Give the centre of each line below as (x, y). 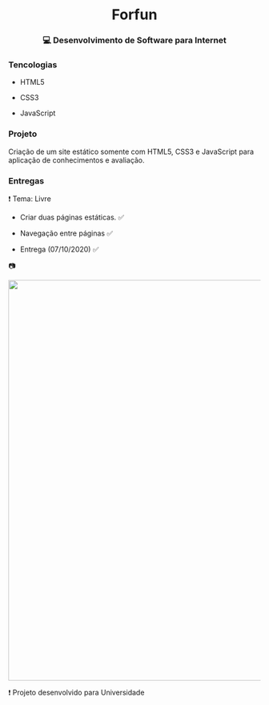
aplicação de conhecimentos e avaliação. (77, 160)
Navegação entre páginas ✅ (66, 233)
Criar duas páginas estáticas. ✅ (72, 217)
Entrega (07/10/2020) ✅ (59, 249)
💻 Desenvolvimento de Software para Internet (134, 40)
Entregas (26, 180)
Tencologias (33, 65)
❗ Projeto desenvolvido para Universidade (76, 692)
